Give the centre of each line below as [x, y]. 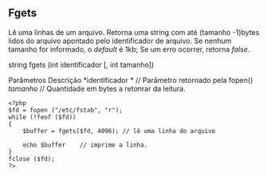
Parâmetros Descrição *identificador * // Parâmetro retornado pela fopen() [131, 80]
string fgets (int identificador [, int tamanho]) [81, 65]
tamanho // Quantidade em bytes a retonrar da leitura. [97, 88]
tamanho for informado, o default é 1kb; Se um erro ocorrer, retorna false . [129, 49]
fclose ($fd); [32, 158]
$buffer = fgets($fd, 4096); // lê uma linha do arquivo [119, 131]
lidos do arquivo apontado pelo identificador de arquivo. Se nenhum [120, 41]
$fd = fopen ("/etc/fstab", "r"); [66, 110]
